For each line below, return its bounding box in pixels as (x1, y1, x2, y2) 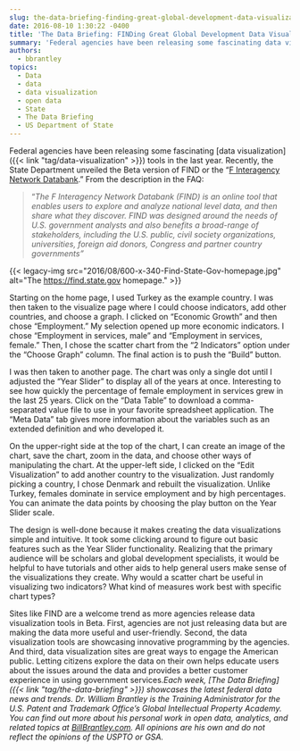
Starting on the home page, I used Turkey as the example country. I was (9, 292, 274, 303)
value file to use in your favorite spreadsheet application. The (48, 405, 274, 415)
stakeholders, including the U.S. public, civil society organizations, (30, 229, 277, 239)
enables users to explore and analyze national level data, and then (30, 201, 279, 211)
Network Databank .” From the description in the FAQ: (9, 174, 204, 184)
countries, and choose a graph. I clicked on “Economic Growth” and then (9, 312, 278, 321)
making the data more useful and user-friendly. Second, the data (9, 627, 247, 638)
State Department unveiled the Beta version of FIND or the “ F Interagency (9, 164, 280, 175)
